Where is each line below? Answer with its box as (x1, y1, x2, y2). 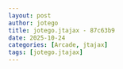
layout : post (8, 11, 52, 20)
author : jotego (8, 19, 59, 27)
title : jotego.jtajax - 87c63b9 (8, 26, 115, 34)
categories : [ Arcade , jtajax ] (8, 41, 109, 49)
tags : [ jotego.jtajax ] (8, 48, 83, 56)
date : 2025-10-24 (8, 33, 66, 42)
